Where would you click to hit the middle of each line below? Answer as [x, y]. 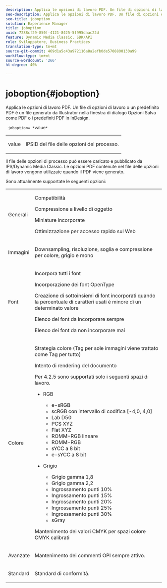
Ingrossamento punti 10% [82, 490]
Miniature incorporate [60, 220]
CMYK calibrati [52, 538]
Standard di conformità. [62, 574]
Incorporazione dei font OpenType [74, 285]
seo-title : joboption [28, 19]
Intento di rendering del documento [76, 366]
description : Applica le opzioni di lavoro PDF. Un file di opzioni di [81, 10]
